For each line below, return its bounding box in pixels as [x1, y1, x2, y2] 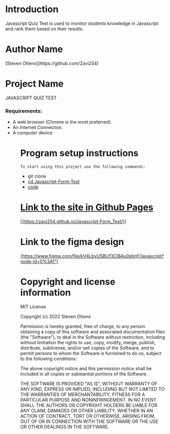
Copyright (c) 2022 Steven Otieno [20, 313, 91, 319]
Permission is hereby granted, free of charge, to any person [20, 323, 146, 329]
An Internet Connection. [12, 124, 63, 130]
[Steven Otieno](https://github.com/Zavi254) [5, 60, 99, 66]
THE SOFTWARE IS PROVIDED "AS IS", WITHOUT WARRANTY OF [20, 380, 158, 386]
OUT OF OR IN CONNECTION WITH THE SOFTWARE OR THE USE [20, 418, 159, 424]
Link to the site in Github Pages [20, 202, 154, 213]
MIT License [20, 303, 47, 310]
